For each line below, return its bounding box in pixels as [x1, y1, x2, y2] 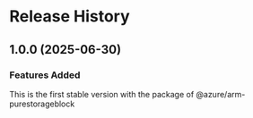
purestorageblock [9, 98, 75, 109]
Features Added [9, 69, 81, 81]
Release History [9, 6, 130, 27]
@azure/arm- [196, 88, 246, 99]
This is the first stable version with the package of [9, 88, 195, 99]
